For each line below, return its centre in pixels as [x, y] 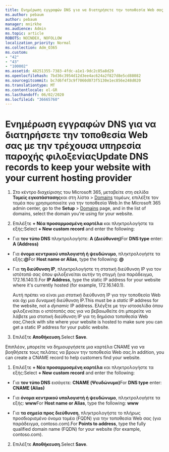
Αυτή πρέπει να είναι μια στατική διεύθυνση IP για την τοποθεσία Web [87, 295]
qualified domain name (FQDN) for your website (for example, [77, 429]
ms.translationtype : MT [30, 85]
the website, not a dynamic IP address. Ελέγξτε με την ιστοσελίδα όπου [88, 306]
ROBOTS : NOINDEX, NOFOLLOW [34, 38]
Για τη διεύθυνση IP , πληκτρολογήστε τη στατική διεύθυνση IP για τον [87, 269]
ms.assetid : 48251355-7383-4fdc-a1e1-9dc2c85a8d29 [60, 71]
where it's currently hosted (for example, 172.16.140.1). [69, 285]
